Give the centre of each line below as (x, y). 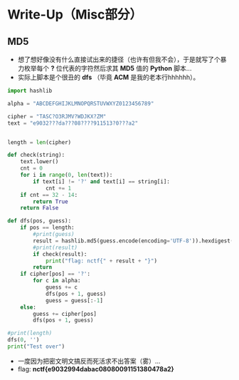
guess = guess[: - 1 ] (74, 300)
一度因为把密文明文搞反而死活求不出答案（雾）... (89, 361)
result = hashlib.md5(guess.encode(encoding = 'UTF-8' (113, 241)
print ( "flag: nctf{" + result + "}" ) (101, 261)
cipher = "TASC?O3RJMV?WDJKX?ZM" (57, 116)
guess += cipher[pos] (65, 314)
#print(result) (55, 247)
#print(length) (30, 333)
